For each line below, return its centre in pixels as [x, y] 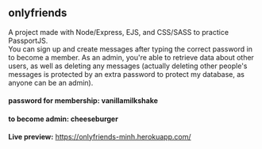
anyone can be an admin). [51, 82]
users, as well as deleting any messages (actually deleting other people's [128, 66]
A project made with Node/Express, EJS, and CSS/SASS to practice [118, 32]
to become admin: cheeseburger [64, 119]
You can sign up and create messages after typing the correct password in [130, 49]
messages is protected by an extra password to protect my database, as [126, 74]
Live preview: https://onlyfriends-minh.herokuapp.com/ [100, 136]
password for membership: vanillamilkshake [83, 101]
